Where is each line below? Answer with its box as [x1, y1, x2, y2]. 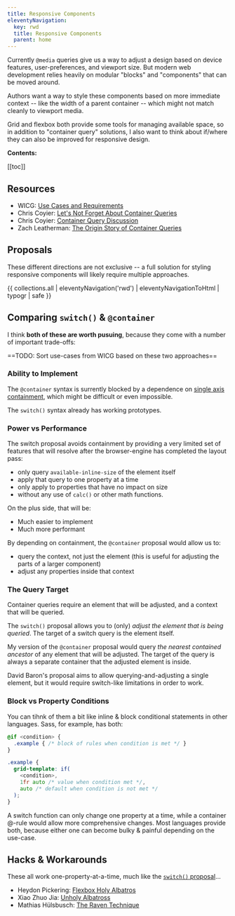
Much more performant [17, 525, 86, 534]
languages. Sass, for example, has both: [7, 719, 123, 728]
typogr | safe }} [7, 291, 52, 299]
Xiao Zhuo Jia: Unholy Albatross [17, 894, 111, 902]
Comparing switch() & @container [7, 312, 156, 324]
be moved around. [7, 78, 60, 86]
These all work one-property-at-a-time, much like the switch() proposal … [7, 872, 221, 881]
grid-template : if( [13, 766, 71, 773]
